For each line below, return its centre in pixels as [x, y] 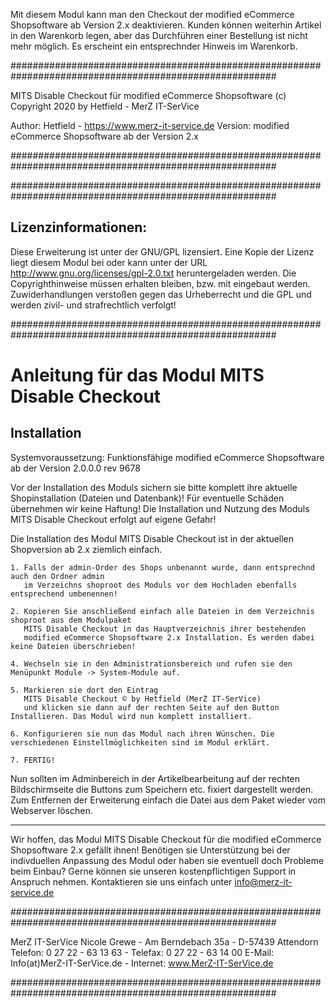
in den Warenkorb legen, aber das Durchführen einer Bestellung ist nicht [159, 35]
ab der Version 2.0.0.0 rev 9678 [75, 468]
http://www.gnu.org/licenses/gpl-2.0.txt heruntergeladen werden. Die [153, 273]
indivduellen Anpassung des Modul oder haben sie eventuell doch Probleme [167, 860]
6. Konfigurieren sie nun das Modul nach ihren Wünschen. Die [142, 734]
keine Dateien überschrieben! [73, 646]
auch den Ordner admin [57, 576]
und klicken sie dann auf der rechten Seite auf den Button [151, 707]
